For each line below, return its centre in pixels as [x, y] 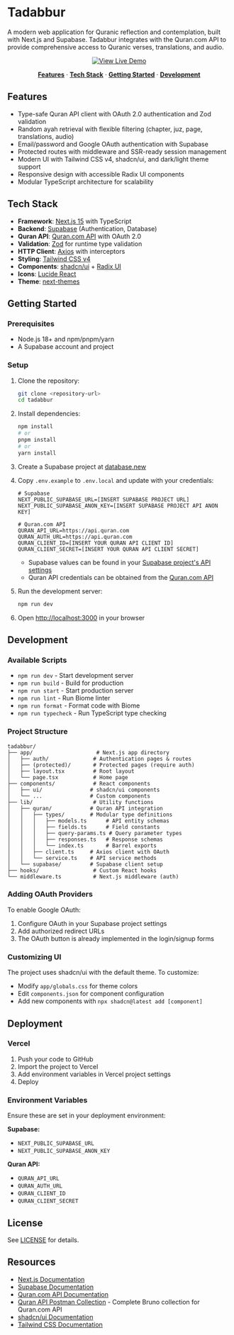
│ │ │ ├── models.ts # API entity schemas [89, 821]
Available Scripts [37, 660]
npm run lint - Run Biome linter [64, 698]
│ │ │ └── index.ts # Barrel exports [82, 845]
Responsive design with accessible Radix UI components [101, 174]
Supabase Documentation [56, 1287]
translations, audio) [46, 136]
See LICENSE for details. [43, 1240]
